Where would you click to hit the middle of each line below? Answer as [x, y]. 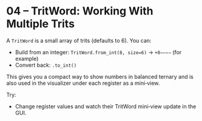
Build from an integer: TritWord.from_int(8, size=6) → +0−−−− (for [98, 52]
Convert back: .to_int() [46, 65]
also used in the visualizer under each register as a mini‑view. [83, 83]
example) [27, 58]
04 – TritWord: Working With [80, 11]
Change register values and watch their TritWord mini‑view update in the [106, 106]
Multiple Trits [40, 24]
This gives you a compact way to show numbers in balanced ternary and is [100, 76]
